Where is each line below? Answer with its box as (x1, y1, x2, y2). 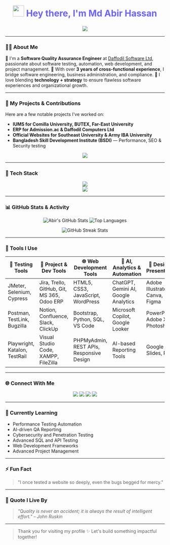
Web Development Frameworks (12, 442, 78, 448)
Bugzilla (8, 322, 27, 329)
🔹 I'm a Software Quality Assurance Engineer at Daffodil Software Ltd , (5, 55, 154, 61)
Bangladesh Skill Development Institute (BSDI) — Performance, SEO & (12, 137, 162, 143)
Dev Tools (41, 267, 67, 274)
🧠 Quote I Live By (5, 496, 48, 503)
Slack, (39, 319, 54, 326)
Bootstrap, (73, 309, 98, 316)
